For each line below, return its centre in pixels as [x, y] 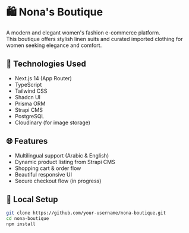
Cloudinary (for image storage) [53, 122]
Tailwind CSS [31, 91]
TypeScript [28, 84]
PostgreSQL [29, 116]
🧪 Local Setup [32, 199]
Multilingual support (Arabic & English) [62, 155]
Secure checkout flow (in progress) [58, 181]
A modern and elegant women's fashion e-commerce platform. [83, 32]
